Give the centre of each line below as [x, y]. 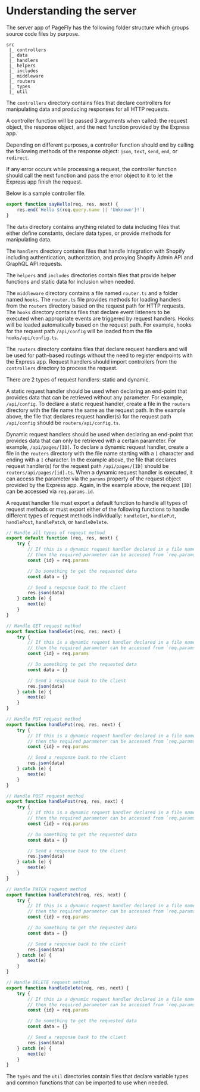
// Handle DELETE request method [48, 983]
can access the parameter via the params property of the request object [94, 479]
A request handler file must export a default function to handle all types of [97, 502]
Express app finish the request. [44, 182]
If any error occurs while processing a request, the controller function [92, 169]
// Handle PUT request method [44, 719]
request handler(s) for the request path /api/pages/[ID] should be [87, 466]
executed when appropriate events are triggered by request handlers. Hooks [100, 318]
